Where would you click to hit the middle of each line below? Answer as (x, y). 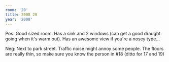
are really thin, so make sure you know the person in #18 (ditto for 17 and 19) (85, 54)
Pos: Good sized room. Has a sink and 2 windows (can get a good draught (83, 34)
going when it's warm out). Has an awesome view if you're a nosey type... (82, 39)
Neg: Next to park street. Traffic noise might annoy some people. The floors (84, 49)
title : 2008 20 (21, 15)
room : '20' (17, 10)
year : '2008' (19, 19)
